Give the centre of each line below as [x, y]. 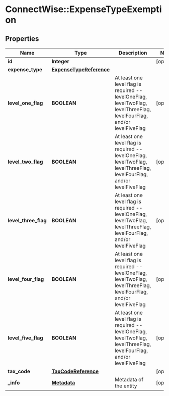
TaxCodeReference [75, 371]
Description [133, 53]
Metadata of [129, 380]
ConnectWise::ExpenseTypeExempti [83, 9]
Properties [22, 39]
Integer [60, 61]
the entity [126, 386]
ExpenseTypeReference [81, 69]
